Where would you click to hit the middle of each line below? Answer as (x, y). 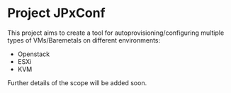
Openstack (34, 54)
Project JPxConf (56, 13)
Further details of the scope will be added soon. (77, 82)
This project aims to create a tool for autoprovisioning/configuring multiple (116, 33)
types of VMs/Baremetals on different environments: (84, 40)
